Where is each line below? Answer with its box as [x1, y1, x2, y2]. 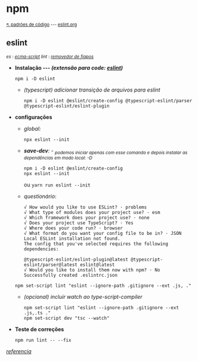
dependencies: [23, 246, 59, 252]
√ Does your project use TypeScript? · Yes [23, 220, 134, 226]
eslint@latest [79, 262, 115, 268]
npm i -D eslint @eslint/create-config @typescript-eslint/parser [23, 97, 193, 103]
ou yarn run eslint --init [23, 181, 91, 188]
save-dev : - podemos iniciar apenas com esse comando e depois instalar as [23, 147, 188, 155]
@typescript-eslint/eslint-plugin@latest [23, 256, 128, 262]
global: [23, 125, 41, 132]
